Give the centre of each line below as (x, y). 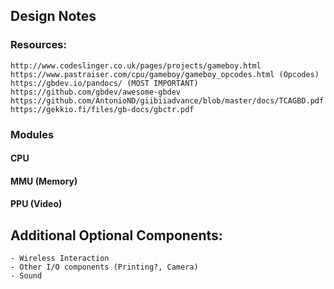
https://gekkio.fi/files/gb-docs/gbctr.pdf (102, 109)
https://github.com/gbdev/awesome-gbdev (96, 92)
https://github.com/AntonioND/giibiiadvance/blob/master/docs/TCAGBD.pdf (167, 100)
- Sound (26, 276)
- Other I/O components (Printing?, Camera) (104, 267)
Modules (32, 134)
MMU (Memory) (44, 181)
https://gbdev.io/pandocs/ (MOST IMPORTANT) (104, 83)
